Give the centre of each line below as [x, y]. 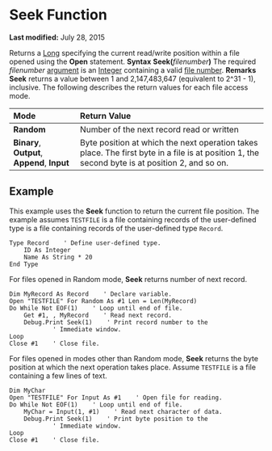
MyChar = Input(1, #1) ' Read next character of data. [123, 411]
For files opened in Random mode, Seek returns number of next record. [128, 279]
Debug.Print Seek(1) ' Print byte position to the [116, 419]
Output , [28, 153]
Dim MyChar [27, 390]
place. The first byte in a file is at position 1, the [170, 153]
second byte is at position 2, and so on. [155, 162]
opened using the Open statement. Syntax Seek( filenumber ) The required [133, 61]
